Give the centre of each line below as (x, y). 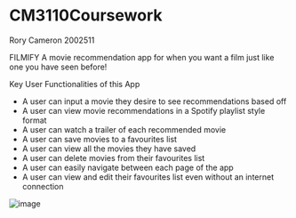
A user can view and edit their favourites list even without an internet (148, 177)
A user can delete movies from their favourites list (113, 157)
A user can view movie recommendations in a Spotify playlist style (144, 110)
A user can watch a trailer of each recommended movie (124, 129)
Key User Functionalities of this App (75, 84)
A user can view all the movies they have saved (109, 149)
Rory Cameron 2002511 (52, 40)
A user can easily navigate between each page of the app (128, 167)
